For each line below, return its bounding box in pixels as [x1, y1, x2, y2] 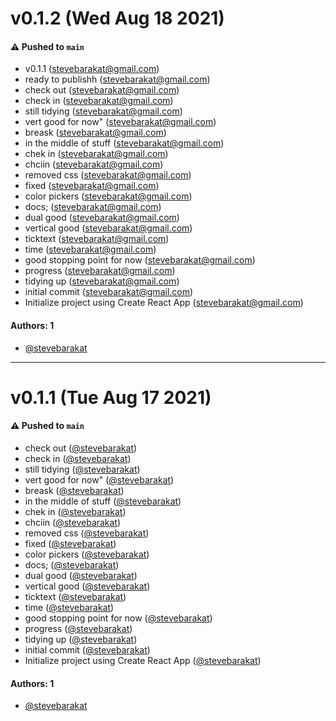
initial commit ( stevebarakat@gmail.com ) [24, 286, 194, 298]
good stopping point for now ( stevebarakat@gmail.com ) [24, 254, 256, 266]
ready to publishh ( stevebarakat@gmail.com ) [24, 73, 211, 86]
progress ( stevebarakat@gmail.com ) [24, 265, 176, 277]
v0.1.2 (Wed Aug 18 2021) [10, 7, 225, 30]
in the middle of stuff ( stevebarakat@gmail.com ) [24, 137, 225, 149]
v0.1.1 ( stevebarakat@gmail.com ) [24, 63, 160, 75]
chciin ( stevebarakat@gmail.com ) [24, 158, 164, 171]
